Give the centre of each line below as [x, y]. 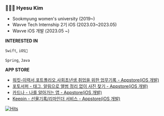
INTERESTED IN [22, 41]
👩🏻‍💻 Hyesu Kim [24, 8]
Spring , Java [18, 60]
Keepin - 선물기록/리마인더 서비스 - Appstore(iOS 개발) [66, 99]
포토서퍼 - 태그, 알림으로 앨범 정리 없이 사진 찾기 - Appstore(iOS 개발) [80, 86]
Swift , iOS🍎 [17, 51]
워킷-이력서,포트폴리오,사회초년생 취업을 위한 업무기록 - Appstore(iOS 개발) [86, 80]
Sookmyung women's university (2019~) [54, 19]
